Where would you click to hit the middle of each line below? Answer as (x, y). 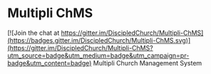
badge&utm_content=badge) (50, 63)
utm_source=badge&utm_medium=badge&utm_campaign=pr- (98, 55)
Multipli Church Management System (148, 63)
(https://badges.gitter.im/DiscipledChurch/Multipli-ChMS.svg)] (99, 40)
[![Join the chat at (34, 33)
